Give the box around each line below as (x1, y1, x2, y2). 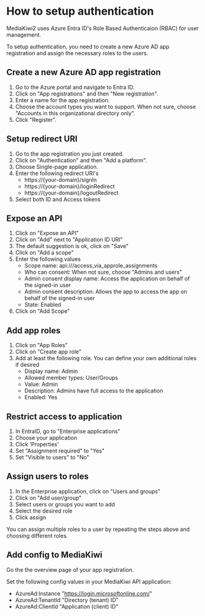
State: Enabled (24, 301, 61, 309)
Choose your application (15, 434, 78, 441)
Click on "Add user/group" (15, 494, 82, 501)
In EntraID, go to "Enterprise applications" (15, 427, 121, 435)
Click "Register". (15, 116, 57, 123)
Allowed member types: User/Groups (24, 374, 118, 381)
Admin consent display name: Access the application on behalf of (24, 275, 190, 282)
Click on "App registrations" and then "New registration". (15, 90, 158, 97)
